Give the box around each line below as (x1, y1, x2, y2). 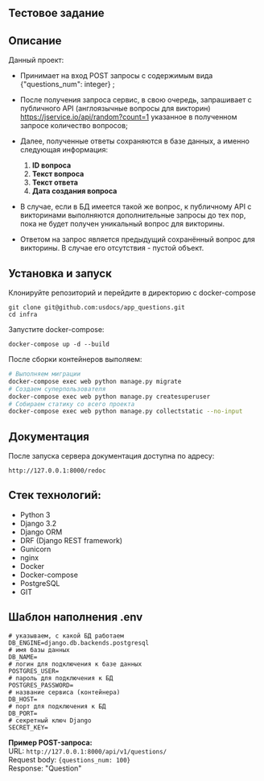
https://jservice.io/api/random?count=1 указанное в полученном (19, 112, 237, 122)
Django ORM (19, 527, 63, 537)
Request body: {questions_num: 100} (8, 754, 131, 764)
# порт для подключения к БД (8, 702, 106, 710)
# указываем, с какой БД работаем (8, 632, 125, 640)
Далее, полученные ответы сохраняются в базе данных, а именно (19, 136, 250, 146)
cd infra (8, 310, 38, 319)
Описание (8, 34, 62, 48)
